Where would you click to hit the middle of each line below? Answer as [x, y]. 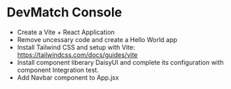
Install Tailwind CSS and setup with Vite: [76, 47]
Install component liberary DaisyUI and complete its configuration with [120, 62]
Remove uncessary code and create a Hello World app [97, 39]
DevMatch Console [65, 12]
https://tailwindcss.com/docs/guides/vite [77, 55]
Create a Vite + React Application [66, 32]
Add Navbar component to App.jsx [68, 77]
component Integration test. [58, 70]
